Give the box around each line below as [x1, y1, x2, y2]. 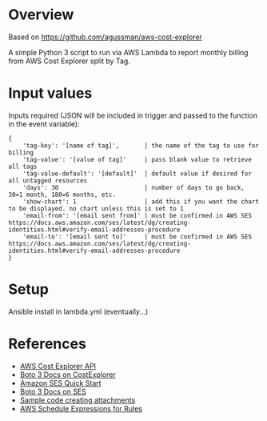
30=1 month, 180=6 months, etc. [8, 190, 116, 198]
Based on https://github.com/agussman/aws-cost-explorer [8, 32, 202, 42]
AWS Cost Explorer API [19, 361, 97, 371]
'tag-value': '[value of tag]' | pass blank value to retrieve [22, 155, 252, 163]
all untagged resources [8, 176, 88, 185]
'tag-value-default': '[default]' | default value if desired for [22, 170, 252, 178]
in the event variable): [8, 118, 80, 129]
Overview [8, 6, 74, 24]
